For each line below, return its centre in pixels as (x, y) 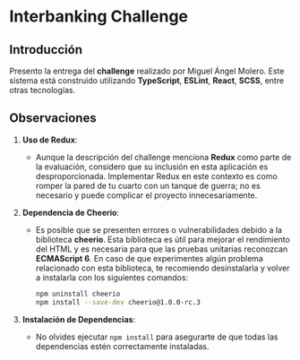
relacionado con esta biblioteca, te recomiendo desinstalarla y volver (163, 268)
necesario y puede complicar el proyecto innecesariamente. (146, 195)
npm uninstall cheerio (78, 294)
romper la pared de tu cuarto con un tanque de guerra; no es (148, 185)
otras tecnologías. (43, 90)
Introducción (46, 50)
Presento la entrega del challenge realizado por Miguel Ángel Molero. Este (147, 71)
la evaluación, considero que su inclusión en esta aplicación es (152, 167)
